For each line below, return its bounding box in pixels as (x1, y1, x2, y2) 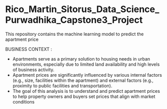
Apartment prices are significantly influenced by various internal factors (12, 72, 162, 78)
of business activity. (12, 67, 54, 73)
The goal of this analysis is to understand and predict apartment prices (12, 88, 160, 94)
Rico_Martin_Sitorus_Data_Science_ (5, 4, 160, 15)
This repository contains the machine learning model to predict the (5, 31, 144, 37)
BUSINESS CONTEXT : (5, 46, 52, 52)
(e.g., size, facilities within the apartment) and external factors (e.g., (12, 77, 154, 83)
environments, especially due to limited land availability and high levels (12, 61, 160, 67)
